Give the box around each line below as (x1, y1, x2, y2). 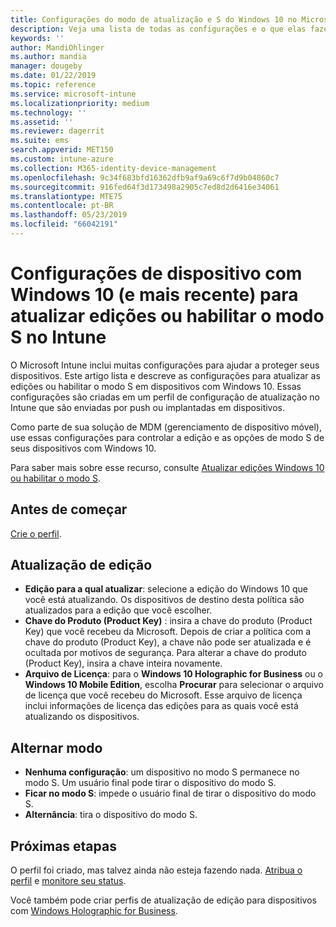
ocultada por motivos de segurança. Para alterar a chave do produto (24, 647, 307, 659)
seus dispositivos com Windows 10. (10, 442, 157, 454)
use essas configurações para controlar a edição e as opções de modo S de (10, 431, 325, 443)
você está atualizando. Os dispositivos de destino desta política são (24, 594, 305, 606)
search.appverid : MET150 (10, 145, 114, 155)
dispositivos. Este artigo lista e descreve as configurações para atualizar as (10, 369, 321, 381)
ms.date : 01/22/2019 (10, 71, 97, 81)
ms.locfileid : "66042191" (10, 219, 118, 230)
